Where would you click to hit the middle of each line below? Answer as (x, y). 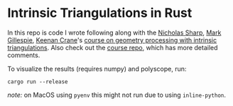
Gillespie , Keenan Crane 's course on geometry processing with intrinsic (112, 40)
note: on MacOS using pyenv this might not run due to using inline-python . (116, 95)
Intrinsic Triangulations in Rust (100, 13)
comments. (24, 55)
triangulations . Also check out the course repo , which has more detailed (113, 47)
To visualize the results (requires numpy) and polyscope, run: (97, 69)
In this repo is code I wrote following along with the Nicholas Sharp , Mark (114, 33)
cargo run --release (38, 82)
